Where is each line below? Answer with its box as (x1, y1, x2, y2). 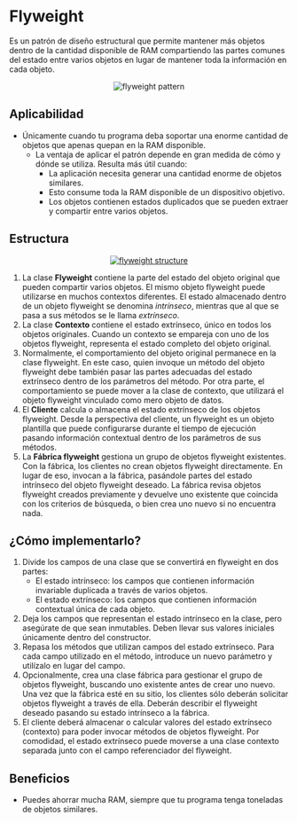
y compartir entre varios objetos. (48, 206, 168, 216)
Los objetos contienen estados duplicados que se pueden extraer (48, 196, 289, 207)
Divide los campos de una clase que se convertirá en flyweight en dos (21, 557, 279, 568)
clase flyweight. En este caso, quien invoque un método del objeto (21, 357, 265, 367)
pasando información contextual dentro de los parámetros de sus (21, 432, 262, 443)
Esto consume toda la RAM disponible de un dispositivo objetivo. (48, 186, 285, 197)
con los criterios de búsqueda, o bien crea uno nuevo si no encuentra (21, 498, 277, 509)
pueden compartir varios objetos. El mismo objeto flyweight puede (21, 281, 266, 292)
